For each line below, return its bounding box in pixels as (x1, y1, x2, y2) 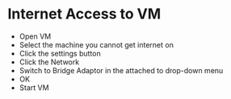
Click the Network (19, 57, 80, 67)
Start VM (19, 82, 49, 93)
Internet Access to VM (7, 5, 162, 23)
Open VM (19, 31, 52, 41)
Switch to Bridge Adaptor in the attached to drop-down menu (19, 65, 224, 75)
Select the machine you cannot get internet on (19, 39, 174, 49)
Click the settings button (19, 48, 102, 58)
